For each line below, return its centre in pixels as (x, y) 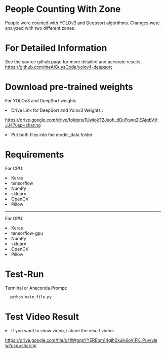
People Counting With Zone (63, 9)
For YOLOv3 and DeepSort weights (41, 100)
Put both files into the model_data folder (52, 134)
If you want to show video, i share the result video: (63, 330)
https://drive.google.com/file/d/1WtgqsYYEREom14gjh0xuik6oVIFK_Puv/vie (82, 340)
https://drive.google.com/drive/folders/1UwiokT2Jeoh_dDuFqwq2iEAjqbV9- (82, 120)
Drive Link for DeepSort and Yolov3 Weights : (58, 110)
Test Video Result (42, 317)
